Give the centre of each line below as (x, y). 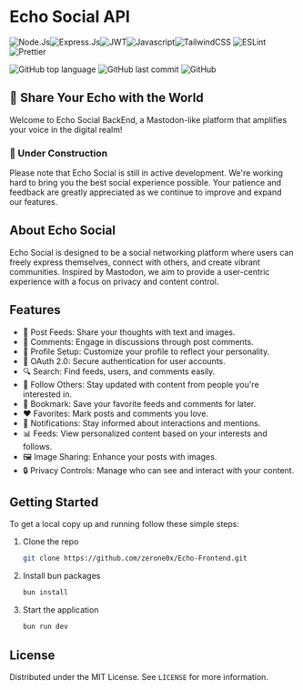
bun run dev (45, 627)
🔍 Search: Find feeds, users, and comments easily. (119, 371)
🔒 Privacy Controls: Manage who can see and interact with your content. (158, 470)
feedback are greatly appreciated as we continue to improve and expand (146, 192)
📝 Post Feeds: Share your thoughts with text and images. (129, 332)
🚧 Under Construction (58, 153)
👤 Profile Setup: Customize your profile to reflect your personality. (146, 351)
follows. (37, 446)
